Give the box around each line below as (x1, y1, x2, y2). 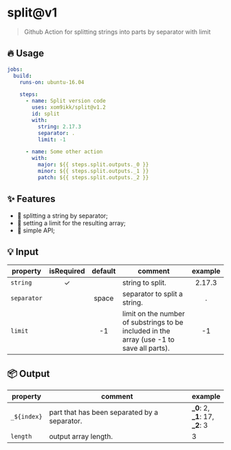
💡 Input (7, 246, 39, 258)
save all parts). (122, 343, 170, 353)
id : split (32, 110, 60, 117)
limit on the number (122, 309, 186, 318)
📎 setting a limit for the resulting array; (16, 218, 126, 227)
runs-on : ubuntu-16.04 (19, 79, 85, 85)
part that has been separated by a (49, 408, 158, 418)
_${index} (10, 413, 43, 421)
